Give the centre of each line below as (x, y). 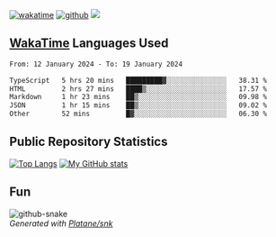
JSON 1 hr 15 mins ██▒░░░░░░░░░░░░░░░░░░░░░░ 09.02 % (138, 105)
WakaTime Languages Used (89, 44)
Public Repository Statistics (89, 142)
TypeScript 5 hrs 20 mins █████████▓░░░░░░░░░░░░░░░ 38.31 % (138, 80)
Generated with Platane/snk (61, 223)
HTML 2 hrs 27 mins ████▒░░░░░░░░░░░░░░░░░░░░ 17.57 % (138, 89)
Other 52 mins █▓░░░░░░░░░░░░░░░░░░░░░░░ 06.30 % (138, 114)
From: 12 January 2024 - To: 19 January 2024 (96, 64)
